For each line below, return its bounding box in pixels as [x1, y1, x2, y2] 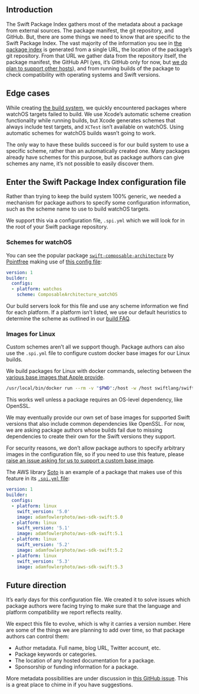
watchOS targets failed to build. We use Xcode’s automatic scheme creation [6, 110, 191, 118]
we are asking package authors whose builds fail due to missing [6, 426, 163, 434]
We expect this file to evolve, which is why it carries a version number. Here [6, 620, 191, 627]
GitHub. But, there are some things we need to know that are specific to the [6, 33, 191, 40]
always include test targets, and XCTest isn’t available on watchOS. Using [6, 123, 184, 130]
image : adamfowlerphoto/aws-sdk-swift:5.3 [17, 564, 123, 570]
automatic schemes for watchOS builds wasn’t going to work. [6, 129, 156, 136]
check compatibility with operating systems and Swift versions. [6, 71, 161, 78]
